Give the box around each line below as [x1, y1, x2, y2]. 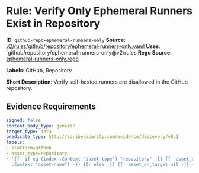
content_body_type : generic [6, 123, 76, 129]
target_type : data [6, 129, 52, 134]
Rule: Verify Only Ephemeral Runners [6, 4, 193, 18]
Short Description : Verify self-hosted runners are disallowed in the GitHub [6, 78, 188, 85]
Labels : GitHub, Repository [6, 66, 72, 73]
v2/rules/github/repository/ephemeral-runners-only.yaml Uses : [6, 43, 161, 50]
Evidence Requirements [6, 102, 97, 112]
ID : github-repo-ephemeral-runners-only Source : [6, 36, 126, 43]
